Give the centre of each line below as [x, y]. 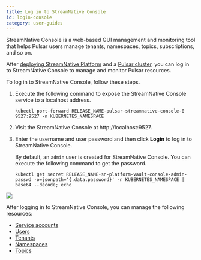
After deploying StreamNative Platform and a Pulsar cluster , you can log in [98, 64]
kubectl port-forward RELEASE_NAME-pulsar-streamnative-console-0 [100, 111]
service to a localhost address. [53, 100]
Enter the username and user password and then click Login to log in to [103, 139]
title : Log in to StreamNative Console [56, 12]
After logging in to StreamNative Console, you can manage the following [95, 207]
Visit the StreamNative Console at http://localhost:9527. [83, 128]
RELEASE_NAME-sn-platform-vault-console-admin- [126, 174]
